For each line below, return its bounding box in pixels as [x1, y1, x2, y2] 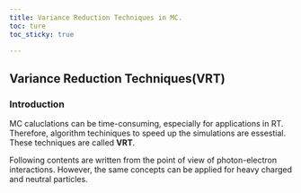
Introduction [9, 98, 65, 110]
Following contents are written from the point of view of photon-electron [9, 154, 277, 166]
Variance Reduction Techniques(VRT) [9, 71, 226, 86]
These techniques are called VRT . [9, 137, 136, 148]
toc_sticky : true [9, 30, 75, 39]
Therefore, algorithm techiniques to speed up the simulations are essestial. [9, 127, 286, 139]
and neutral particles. [9, 174, 88, 185]
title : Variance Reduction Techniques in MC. [9, 13, 182, 22]
